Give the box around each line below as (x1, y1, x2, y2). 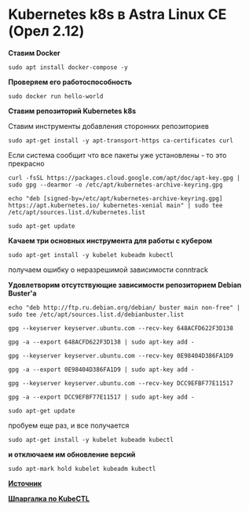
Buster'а (8, 289, 37, 298)
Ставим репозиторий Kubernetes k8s (8, 106, 137, 116)
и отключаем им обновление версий (8, 450, 136, 459)
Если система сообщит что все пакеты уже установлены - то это (8, 150, 227, 160)
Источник (8, 478, 42, 488)
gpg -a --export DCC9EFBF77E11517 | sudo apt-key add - (8, 393, 195, 401)
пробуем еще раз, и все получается (8, 421, 130, 430)
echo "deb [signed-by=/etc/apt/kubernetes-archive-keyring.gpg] (8, 194, 223, 202)
